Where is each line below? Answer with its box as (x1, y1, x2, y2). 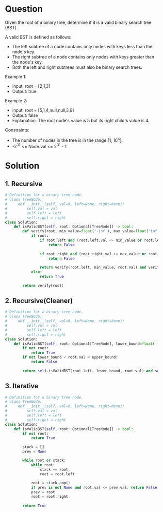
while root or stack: (22, 458, 66, 463)
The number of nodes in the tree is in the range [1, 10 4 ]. (12, 136, 123, 143)
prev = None (22, 449, 47, 454)
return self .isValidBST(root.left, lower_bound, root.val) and (22, 368, 153, 373)
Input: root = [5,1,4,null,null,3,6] (12, 107, 74, 113)
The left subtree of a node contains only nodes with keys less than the (12, 43, 153, 49)
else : (31, 269, 42, 275)
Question (5, 3, 43, 15)
